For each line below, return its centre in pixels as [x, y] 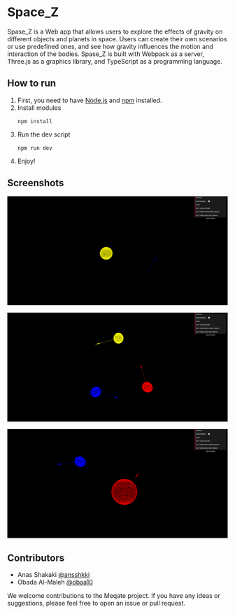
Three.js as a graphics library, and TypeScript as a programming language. [115, 61]
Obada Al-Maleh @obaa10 [55, 582]
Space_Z [33, 12]
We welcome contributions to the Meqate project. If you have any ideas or [114, 595]
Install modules [39, 107]
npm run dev [35, 148]
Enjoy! [26, 161]
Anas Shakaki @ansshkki [54, 574]
